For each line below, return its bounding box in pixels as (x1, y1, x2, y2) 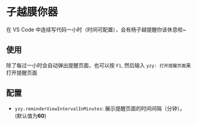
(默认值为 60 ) (14, 112, 47, 119)
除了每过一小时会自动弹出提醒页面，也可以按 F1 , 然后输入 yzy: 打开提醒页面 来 (6, 61, 192, 68)
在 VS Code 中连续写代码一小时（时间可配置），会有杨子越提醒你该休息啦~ (6, 26, 187, 33)
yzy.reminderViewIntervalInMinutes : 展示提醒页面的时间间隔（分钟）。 (14, 104, 186, 112)
